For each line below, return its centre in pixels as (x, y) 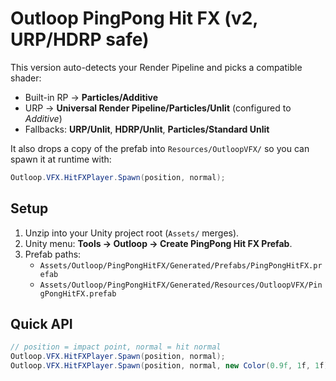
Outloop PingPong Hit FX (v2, (134, 18)
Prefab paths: (53, 254)
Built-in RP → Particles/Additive (91, 97)
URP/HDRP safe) (80, 39)
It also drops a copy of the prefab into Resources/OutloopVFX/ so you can (160, 148)
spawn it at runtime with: (61, 159)
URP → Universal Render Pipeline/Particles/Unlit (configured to (158, 108)
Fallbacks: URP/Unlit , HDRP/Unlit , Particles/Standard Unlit (147, 129)
